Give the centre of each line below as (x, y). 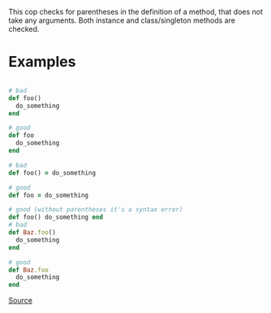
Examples (42, 62)
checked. (24, 29)
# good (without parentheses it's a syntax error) (96, 210)
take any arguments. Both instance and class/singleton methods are (122, 20)
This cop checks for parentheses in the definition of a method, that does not (136, 12)
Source (20, 301)
